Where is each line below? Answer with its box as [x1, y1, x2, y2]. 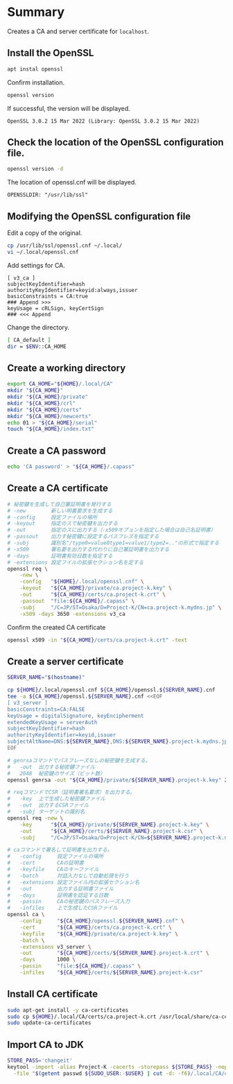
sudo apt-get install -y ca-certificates [7, 1006, 129, 1013]
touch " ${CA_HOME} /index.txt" [7, 426, 95, 433]
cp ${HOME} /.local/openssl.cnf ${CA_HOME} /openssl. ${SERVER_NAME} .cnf [7, 687, 216, 694]
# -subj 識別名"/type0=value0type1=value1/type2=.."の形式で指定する [7, 540, 220, 547]
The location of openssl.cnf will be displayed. [7, 178, 137, 187]
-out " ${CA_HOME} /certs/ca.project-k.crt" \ [19, 591, 166, 599]
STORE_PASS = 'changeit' [7, 1057, 73, 1065]
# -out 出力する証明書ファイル [7, 885, 114, 892]
